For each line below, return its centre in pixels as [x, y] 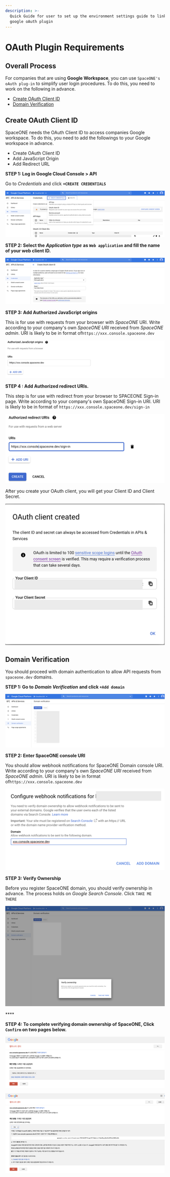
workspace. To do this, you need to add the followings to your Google [78, 138]
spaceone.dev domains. [29, 677]
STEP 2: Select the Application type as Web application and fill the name [83, 245]
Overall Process [31, 66]
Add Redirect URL [31, 164]
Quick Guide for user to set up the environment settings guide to [82, 16]
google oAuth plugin [31, 21]
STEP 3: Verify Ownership [33, 878]
